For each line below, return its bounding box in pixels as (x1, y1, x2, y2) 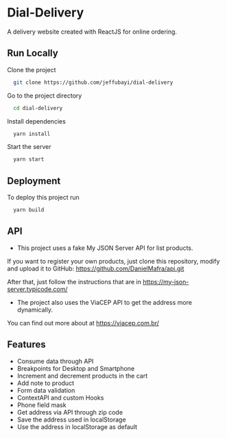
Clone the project (7, 65, 56, 73)
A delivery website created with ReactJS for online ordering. (7, 27, 177, 36)
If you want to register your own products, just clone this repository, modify (7, 257, 220, 265)
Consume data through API (16, 357, 94, 365)
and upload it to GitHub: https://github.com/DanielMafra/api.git (7, 264, 184, 273)
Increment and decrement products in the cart (16, 371, 148, 380)
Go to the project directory (7, 91, 82, 100)
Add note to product (16, 379, 74, 387)
